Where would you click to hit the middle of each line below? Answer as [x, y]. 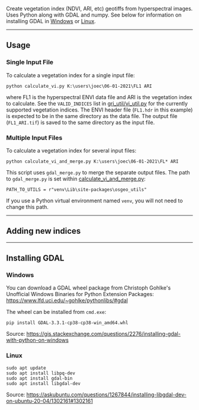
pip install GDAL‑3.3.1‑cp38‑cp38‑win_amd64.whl [67, 323]
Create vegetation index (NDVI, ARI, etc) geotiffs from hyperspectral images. [99, 9]
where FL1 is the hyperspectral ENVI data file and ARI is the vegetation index [99, 97]
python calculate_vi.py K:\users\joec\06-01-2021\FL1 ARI [79, 86]
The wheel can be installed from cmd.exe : [56, 312]
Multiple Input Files [34, 138]
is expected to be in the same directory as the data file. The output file [92, 116]
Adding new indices [44, 231]
